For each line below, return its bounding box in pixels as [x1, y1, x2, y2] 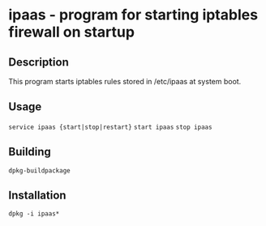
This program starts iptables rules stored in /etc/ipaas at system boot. [8, 77, 242, 86]
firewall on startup [8, 23, 135, 41]
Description [8, 55, 69, 69]
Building [8, 145, 51, 159]
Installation [8, 189, 66, 203]
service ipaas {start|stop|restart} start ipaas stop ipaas [8, 123, 212, 131]
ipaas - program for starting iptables [8, 6, 258, 24]
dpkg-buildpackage [8, 166, 71, 175]
